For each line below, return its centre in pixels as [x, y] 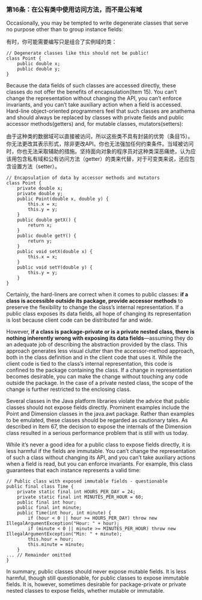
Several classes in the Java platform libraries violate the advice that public [98, 401]
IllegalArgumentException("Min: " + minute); [64, 534]
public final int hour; [47, 502]
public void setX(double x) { [55, 252]
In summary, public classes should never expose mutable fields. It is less [96, 572]
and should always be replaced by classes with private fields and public [95, 117]
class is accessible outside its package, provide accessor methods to [95, 301]
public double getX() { [47, 220]
